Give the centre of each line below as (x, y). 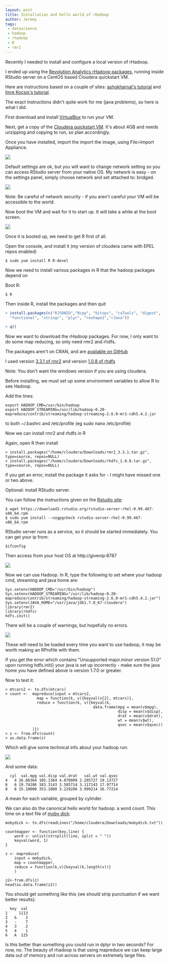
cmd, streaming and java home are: (42, 580)
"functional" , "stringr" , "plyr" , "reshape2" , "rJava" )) (69, 318)
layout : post (19, 10)
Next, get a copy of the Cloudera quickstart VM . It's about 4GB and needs (82, 127)
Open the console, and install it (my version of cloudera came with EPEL (80, 246)
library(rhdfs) (21, 612)
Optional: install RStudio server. (38, 490)
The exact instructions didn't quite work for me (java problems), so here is (82, 102)
